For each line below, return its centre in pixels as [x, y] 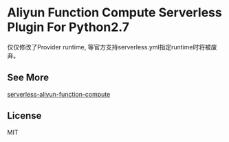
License [24, 116]
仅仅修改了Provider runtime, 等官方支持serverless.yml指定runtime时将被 [109, 47]
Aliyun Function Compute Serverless [115, 13]
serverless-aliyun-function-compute [59, 94]
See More [28, 78]
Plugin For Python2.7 [68, 27]
